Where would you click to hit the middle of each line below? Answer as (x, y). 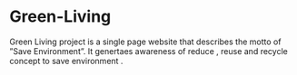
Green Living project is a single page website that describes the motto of (145, 42)
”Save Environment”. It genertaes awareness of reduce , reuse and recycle (148, 51)
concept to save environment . (66, 61)
